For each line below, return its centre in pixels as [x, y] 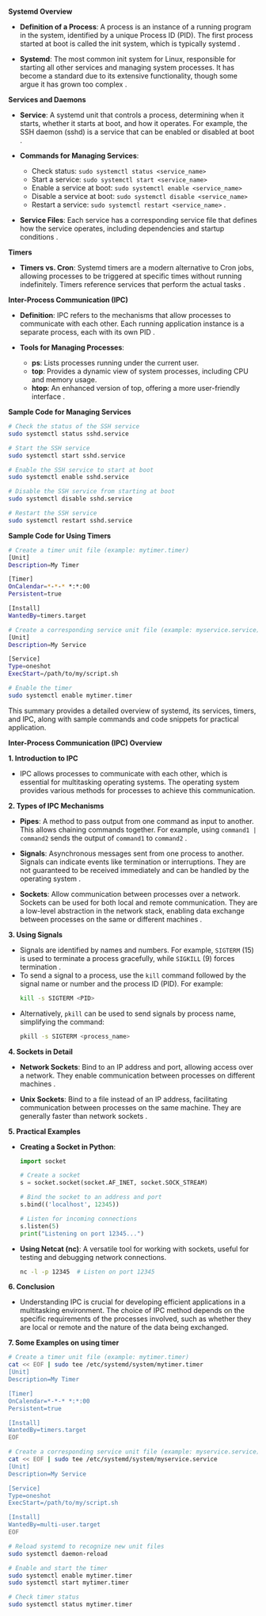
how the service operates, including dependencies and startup [122, 228]
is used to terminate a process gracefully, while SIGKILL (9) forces [127, 958]
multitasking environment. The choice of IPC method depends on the [132, 1311]
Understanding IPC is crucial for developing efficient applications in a [133, 1302]
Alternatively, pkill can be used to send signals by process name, [127, 1013]
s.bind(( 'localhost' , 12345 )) [70, 1204]
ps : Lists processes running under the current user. [115, 363]
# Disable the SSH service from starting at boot [92, 492]
